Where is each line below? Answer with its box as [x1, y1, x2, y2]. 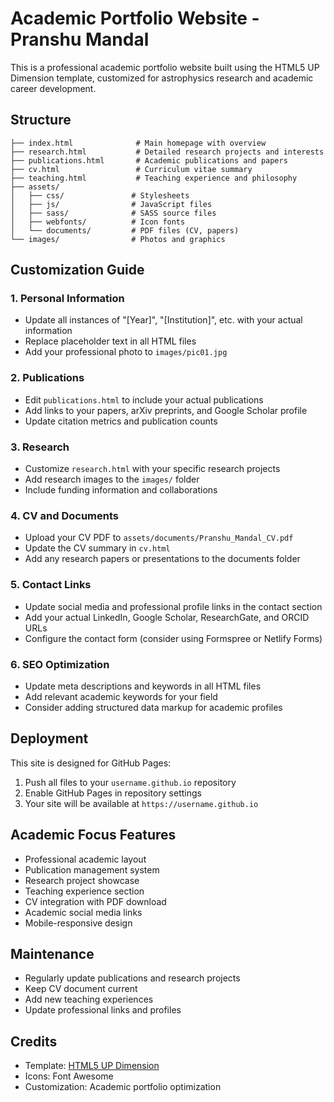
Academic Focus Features [10, 827, 177, 844]
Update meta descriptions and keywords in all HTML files [24, 680, 262, 692]
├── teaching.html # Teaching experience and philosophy [10, 173, 298, 183]
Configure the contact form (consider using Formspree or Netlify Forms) [24, 632, 323, 644]
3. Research [10, 440, 70, 454]
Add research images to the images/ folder [24, 473, 200, 486]
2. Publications [10, 371, 85, 385]
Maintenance [10, 945, 95, 962]
